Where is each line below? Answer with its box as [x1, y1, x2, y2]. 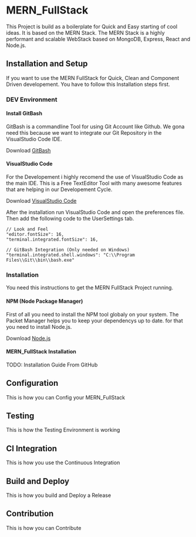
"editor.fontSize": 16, [6, 232, 65, 238]
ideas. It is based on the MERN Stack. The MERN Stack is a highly [6, 29, 165, 36]
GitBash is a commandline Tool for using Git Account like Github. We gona [6, 123, 185, 130]
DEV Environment [6, 95, 58, 104]
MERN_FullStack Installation [6, 348, 76, 355]
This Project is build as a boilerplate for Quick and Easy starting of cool [6, 23, 178, 30]
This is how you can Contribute [6, 524, 82, 531]
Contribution [6, 509, 54, 519]
